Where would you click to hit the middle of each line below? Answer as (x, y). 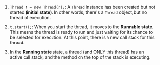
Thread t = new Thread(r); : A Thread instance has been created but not (82, 7)
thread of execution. (30, 17)
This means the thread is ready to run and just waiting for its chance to (81, 32)
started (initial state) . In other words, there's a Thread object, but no (78, 12)
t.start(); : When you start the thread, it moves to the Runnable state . (81, 27)
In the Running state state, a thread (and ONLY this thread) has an (77, 52)
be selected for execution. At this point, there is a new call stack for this (82, 37)
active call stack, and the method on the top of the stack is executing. (80, 57)
